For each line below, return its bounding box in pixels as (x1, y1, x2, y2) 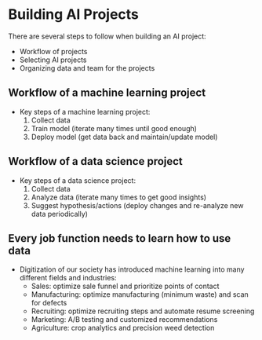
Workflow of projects (19, 46, 88, 56)
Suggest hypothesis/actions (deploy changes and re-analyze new (31, 200, 244, 210)
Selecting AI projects (19, 55, 88, 64)
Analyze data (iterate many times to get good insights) (31, 192, 206, 202)
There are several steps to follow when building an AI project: (8, 31, 206, 41)
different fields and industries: (19, 273, 117, 283)
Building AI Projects (8, 5, 140, 24)
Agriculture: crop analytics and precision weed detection (31, 324, 215, 333)
